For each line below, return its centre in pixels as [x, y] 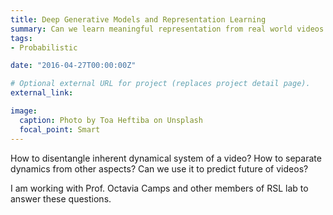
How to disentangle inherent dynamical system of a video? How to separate [166, 158]
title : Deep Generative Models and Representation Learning [138, 19]
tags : [21, 38]
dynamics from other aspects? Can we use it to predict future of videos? [159, 168]
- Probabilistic [44, 47]
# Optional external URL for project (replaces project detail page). [160, 84]
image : [24, 111]
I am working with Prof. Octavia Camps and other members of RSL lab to [159, 188]
